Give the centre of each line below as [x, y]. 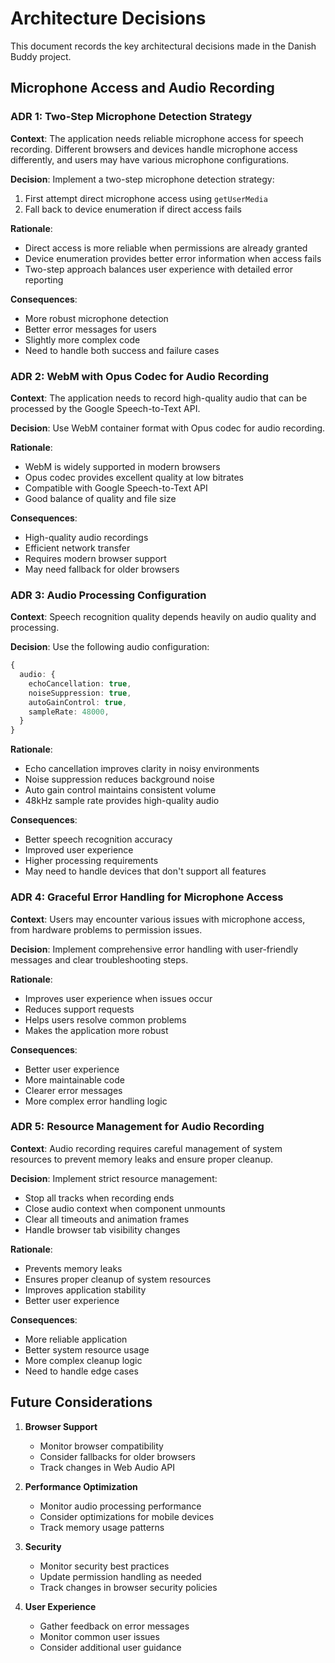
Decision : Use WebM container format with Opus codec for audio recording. [168, 428]
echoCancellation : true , [80, 683]
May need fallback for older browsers [102, 569]
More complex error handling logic [96, 1101]
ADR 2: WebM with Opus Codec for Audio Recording [140, 376]
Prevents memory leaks [73, 1268]
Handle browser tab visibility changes [102, 1229]
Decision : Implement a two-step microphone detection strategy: [142, 179]
